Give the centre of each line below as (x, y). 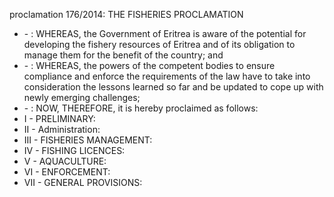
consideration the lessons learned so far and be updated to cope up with (173, 87)
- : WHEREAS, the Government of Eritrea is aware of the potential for (165, 33)
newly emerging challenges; (82, 97)
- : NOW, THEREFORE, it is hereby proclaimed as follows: (141, 108)
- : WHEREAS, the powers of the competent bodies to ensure (149, 65)
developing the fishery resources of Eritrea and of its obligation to (159, 44)
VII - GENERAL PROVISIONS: (83, 182)
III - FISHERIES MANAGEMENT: (88, 140)
